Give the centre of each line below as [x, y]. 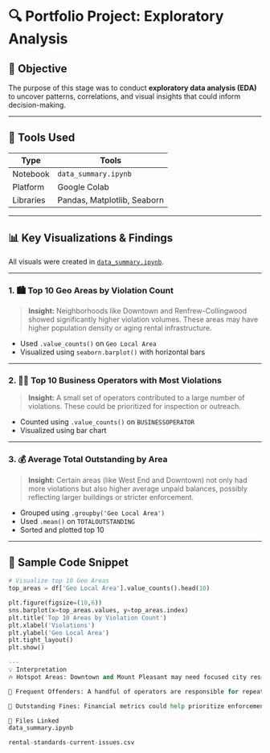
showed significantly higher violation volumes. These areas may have [143, 319]
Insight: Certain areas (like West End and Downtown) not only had [137, 480]
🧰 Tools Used [42, 138]
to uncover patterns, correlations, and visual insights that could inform [125, 96]
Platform [29, 186]
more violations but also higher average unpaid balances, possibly [137, 489]
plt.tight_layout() [41, 640]
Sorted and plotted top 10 [62, 530]
